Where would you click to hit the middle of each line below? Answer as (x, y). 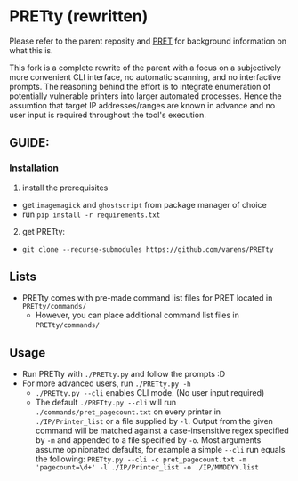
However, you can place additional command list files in (137, 315)
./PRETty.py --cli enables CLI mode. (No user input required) (150, 393)
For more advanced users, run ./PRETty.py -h (106, 383)
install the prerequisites (65, 188)
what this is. (31, 50)
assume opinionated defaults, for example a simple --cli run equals (160, 450)
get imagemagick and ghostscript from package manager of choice (144, 204)
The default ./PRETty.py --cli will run (105, 403)
